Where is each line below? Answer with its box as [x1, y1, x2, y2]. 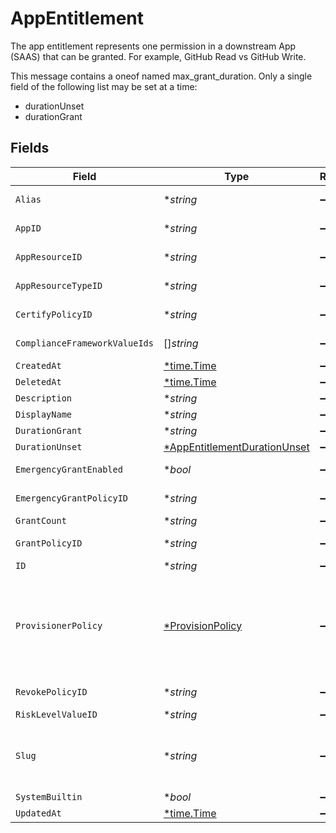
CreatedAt [15, 360, 62, 371]
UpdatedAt [15, 807, 62, 819]
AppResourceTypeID [15, 280, 103, 291]
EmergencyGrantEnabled [15, 463, 123, 475]
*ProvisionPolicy [163, 618, 243, 632]
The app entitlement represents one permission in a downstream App [10, 40, 297, 52]
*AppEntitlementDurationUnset [163, 440, 310, 454]
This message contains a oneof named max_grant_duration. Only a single [10, 70, 313, 82]
